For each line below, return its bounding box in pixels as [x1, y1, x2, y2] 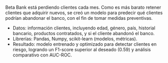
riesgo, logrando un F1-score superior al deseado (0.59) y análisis [12, 47, 151, 52]
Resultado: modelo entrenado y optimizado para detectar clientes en [12, 41, 157, 47]
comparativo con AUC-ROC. [12, 52, 72, 58]
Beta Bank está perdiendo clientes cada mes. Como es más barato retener [5, 5, 161, 10]
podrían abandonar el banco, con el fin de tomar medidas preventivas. [5, 15, 153, 21]
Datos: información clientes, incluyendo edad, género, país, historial [12, 25, 155, 31]
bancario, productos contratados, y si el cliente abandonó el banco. [12, 30, 155, 36]
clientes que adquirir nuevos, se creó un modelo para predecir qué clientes [5, 10, 163, 16]
